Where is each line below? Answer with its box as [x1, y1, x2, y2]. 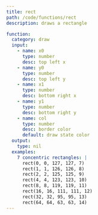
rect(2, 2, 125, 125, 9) [22, 172, 85, 178]
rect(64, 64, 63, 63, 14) [22, 199, 87, 205]
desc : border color [22, 126, 71, 133]
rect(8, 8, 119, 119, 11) [22, 182, 87, 189]
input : [11, 42, 28, 48]
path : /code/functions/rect [6, 14, 77, 21]
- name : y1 [17, 98, 44, 104]
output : [11, 138, 31, 144]
